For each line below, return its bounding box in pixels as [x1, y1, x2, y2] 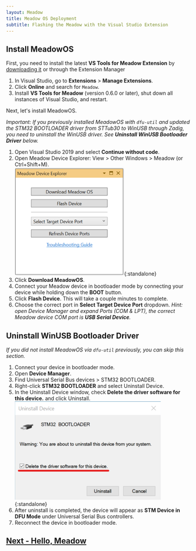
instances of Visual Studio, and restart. [14, 96, 108, 103]
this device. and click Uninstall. [14, 395, 91, 402]
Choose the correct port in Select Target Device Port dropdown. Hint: [14, 301, 183, 308]
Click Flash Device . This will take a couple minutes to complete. [14, 295, 168, 302]
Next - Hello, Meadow [6, 536, 86, 546]
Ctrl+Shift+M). [14, 161, 50, 168]
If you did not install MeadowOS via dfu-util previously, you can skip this [6, 346, 184, 353]
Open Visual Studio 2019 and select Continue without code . [14, 149, 160, 156]
